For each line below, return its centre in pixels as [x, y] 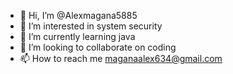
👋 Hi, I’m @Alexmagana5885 [78, 15]
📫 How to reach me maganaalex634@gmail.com [121, 58]
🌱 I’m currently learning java [77, 36]
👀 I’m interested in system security [91, 26]
